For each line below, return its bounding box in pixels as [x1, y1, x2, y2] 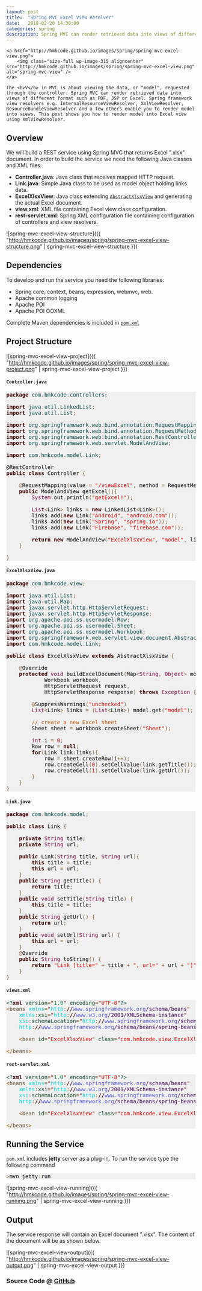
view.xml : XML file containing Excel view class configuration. [14, 205, 167, 212]
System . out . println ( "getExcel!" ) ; [31, 494, 133, 501]
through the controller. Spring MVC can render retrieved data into [6, 90, 182, 97]
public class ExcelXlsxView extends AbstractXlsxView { [6, 652, 174, 659]
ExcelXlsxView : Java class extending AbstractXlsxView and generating [14, 193, 192, 200]
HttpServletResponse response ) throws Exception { [44, 689, 197, 695]
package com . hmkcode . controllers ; [6, 391, 108, 398]
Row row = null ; [31, 743, 79, 750]
